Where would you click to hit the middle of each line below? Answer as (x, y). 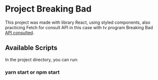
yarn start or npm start (32, 72)
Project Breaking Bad (48, 9)
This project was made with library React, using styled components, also (78, 22)
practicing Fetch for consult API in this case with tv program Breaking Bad (79, 27)
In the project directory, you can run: (42, 60)
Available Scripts (31, 48)
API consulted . (20, 32)
